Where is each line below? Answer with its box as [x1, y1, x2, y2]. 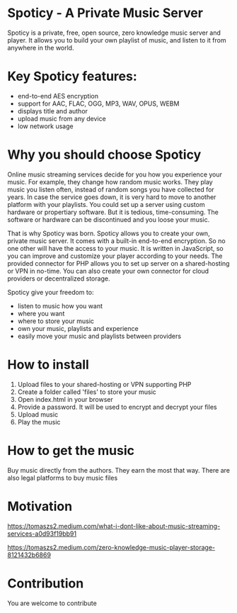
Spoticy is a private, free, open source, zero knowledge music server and [7, 28, 221, 37]
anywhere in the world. [7, 43, 74, 52]
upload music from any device [17, 114, 106, 123]
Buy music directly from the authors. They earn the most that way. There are [7, 466, 230, 474]
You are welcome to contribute [7, 599, 97, 607]
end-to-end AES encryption [17, 91, 99, 100]
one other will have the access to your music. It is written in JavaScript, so [7, 244, 224, 252]
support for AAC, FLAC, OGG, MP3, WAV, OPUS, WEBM [17, 99, 180, 108]
